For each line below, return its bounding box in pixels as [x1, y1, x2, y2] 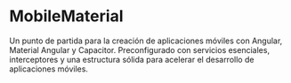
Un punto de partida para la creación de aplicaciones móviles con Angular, [9, 35, 283, 46]
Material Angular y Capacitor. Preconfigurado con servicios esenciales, [9, 44, 270, 55]
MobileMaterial [9, 6, 124, 26]
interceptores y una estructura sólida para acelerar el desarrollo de [9, 54, 255, 64]
